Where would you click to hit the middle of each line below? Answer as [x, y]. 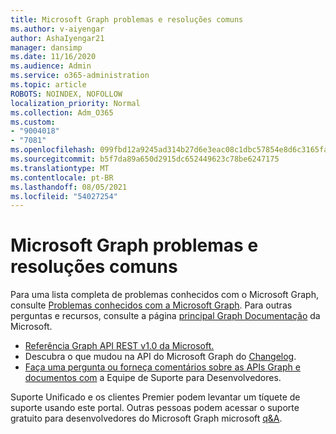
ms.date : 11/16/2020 [53, 57]
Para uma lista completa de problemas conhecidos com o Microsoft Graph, [164, 295]
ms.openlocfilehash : [53, 150]
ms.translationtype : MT [60, 168]
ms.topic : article [48, 85]
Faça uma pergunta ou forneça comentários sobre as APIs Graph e [162, 367]
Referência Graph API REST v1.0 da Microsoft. [119, 346]
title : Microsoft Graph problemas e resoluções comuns [127, 19]
